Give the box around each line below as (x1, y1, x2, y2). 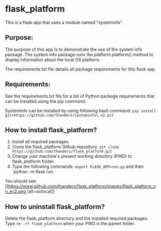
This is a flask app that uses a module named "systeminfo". (5, 19, 124, 25)
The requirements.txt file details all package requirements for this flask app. (5, 66, 156, 72)
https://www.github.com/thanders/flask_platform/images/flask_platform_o (8, 183, 156, 189)
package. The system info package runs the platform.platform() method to (5, 51, 154, 57)
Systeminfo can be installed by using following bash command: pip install (5, 108, 156, 114)
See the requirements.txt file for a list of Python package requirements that (5, 93, 155, 99)
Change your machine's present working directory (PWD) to (12, 153, 132, 159)
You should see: (5, 178, 37, 184)
